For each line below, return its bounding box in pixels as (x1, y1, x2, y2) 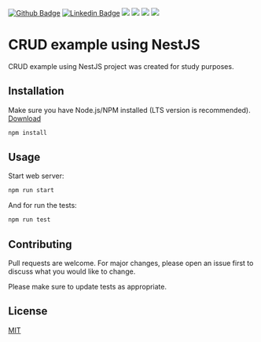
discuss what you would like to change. (8, 267, 136, 276)
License (8, 304, 48, 318)
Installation (8, 85, 64, 98)
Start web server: (8, 171, 64, 180)
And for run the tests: (8, 201, 77, 210)
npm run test (8, 216, 51, 224)
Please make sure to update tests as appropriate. (8, 282, 167, 291)
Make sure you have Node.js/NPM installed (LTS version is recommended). (8, 105, 252, 115)
